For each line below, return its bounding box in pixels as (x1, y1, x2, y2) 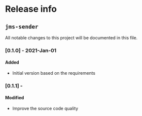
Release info (5, 3, 57, 15)
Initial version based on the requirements (12, 70, 96, 76)
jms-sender (5, 23, 38, 30)
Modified (5, 94, 24, 100)
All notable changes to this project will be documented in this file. (5, 35, 138, 40)
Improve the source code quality (12, 106, 78, 112)
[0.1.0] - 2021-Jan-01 (5, 47, 57, 54)
